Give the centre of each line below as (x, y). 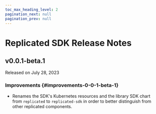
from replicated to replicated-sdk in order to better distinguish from (82, 101)
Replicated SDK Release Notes (68, 43)
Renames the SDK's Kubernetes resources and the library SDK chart (81, 96)
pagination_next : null (28, 14)
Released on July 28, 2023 (32, 73)
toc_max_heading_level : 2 (31, 10)
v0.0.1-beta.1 (25, 61)
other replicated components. (42, 106)
